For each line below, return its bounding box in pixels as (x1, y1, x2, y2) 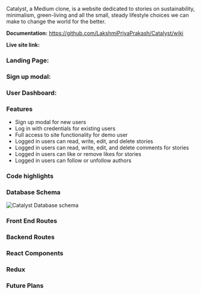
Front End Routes (6, 217, 58, 225)
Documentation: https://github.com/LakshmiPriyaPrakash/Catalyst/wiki (6, 30, 184, 37)
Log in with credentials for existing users (14, 125, 116, 132)
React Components (6, 249, 64, 258)
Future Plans (6, 281, 44, 290)
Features (6, 105, 33, 113)
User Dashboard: (6, 89, 57, 97)
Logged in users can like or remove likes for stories (14, 151, 142, 158)
